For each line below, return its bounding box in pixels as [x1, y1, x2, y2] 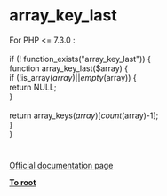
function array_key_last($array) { [9, 63, 129, 74]
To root [9, 177, 36, 188]
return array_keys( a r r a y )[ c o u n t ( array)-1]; [9, 110, 159, 121]
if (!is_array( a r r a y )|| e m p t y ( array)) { [9, 72, 137, 82]
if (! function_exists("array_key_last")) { [9, 53, 151, 64]
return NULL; [9, 82, 57, 92]
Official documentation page [9, 161, 114, 171]
